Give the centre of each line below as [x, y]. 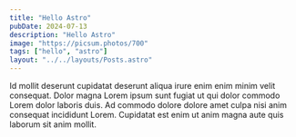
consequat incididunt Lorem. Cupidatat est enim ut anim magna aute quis [147, 115]
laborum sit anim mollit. [53, 124]
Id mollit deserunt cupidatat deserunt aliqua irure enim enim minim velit [143, 86]
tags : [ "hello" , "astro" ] [58, 52]
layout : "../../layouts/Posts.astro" [81, 60]
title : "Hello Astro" [51, 18]
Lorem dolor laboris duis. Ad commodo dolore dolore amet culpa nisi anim [148, 105]
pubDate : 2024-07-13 [49, 26]
